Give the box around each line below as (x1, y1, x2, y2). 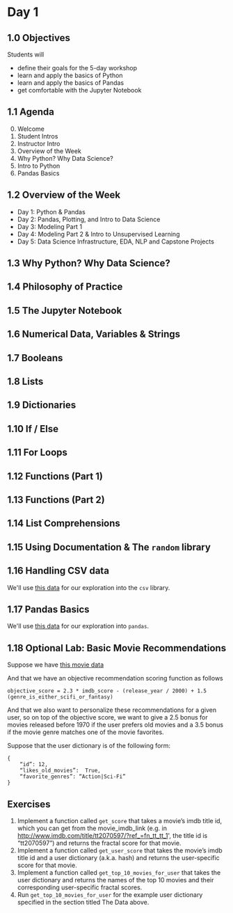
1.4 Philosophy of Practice (7, 281, 123, 293)
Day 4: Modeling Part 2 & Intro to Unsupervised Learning (17, 230, 180, 238)
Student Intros (17, 132, 58, 140)
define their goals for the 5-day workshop (17, 64, 138, 72)
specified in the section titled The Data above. (17, 898, 150, 906)
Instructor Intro (17, 139, 61, 148)
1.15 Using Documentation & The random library (7, 541, 211, 553)
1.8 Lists (7, 375, 44, 387)
